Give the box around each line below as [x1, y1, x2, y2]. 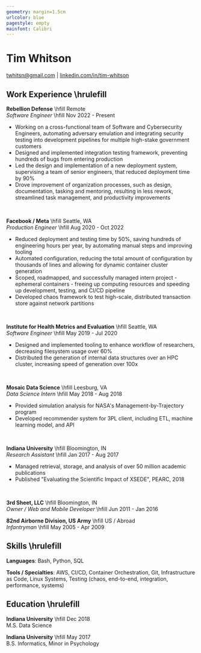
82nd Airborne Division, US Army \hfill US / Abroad [6, 517, 135, 524]
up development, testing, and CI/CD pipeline [14, 287, 125, 294]
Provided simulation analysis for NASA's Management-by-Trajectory [14, 402, 184, 409]
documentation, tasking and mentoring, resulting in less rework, [14, 188, 173, 195]
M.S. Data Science [6, 622, 52, 629]
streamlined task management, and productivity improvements [14, 194, 170, 201]
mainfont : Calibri [6, 25, 52, 32]
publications [14, 469, 46, 476]
